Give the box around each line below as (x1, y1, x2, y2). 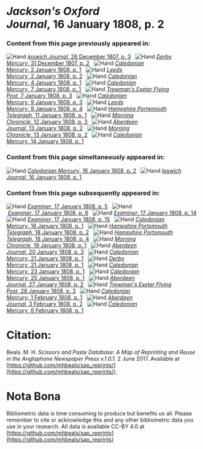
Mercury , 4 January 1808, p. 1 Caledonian (6, 79, 137, 86)
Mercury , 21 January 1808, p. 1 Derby (6, 255, 124, 262)
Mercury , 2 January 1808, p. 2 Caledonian (6, 72, 137, 80)
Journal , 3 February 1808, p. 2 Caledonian (6, 300, 138, 308)
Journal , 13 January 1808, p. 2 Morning (6, 124, 130, 132)
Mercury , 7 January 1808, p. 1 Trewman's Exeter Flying (6, 86, 170, 93)
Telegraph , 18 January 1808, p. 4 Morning (6, 235, 136, 243)
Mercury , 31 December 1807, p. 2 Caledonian (6, 59, 145, 67)
